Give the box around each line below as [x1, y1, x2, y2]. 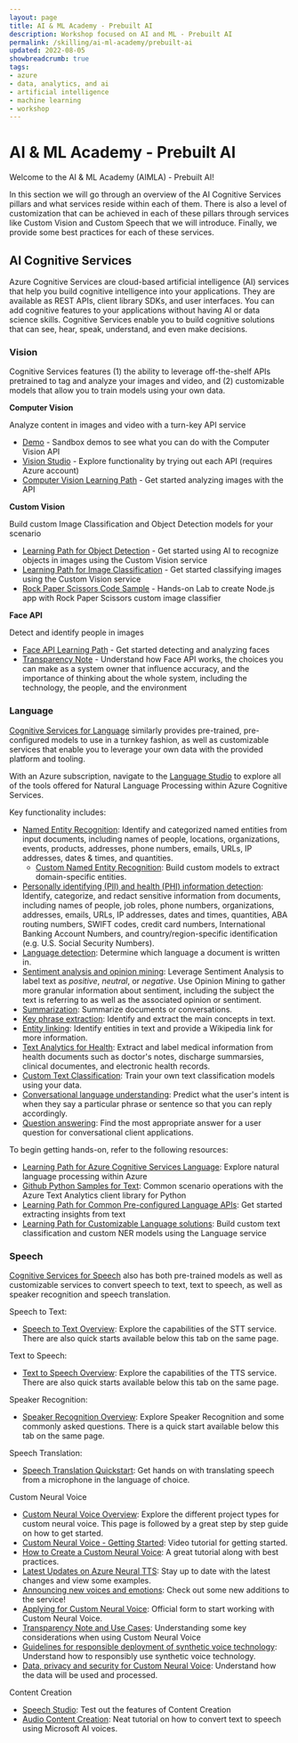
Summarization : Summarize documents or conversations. [21, 1004, 233, 1014]
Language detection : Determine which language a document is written [21, 947, 280, 957]
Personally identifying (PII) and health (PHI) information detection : [21, 881, 264, 892]
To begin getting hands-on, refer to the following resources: [9, 1144, 229, 1154]
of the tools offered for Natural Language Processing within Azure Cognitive [9, 780, 287, 791]
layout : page [9, 12, 58, 22]
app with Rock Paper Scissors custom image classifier [21, 593, 221, 604]
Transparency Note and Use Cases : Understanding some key [21, 1622, 247, 1633]
